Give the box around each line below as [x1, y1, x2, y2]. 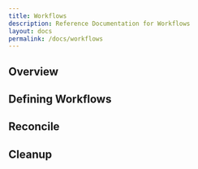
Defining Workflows [8, 93, 112, 106]
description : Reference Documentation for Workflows [8, 19, 191, 28]
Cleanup [8, 147, 53, 161]
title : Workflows [8, 11, 67, 20]
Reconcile [8, 119, 60, 134]
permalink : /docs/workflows [8, 34, 104, 43]
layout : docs [8, 27, 53, 35]
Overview [8, 64, 59, 78]
